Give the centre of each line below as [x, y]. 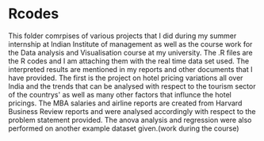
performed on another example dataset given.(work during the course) [124, 128]
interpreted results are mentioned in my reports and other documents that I [130, 69]
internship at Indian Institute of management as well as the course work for [130, 44]
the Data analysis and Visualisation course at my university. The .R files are [131, 52]
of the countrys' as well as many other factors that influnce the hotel [120, 94]
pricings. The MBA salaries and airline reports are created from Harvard [125, 103]
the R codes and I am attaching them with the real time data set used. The [129, 61]
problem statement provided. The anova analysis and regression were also [130, 120]
